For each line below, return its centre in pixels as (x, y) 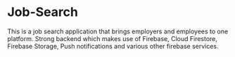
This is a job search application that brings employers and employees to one (118, 31)
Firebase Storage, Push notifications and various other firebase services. (113, 46)
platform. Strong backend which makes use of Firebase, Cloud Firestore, (113, 38)
